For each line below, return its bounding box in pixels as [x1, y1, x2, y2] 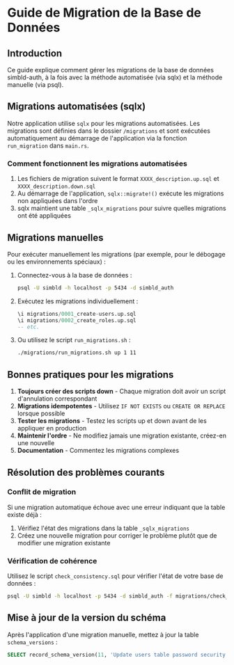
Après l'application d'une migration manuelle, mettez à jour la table [7, 630, 199, 639]
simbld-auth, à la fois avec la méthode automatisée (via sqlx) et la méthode [7, 73, 223, 81]
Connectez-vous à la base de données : [17, 271, 132, 279]
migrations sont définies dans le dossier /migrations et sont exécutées [7, 127, 211, 135]
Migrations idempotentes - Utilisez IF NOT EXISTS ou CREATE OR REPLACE [17, 402, 226, 410]
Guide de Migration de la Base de [7, 5, 202, 21]
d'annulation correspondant [17, 394, 97, 403]
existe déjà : [7, 510, 42, 519]
